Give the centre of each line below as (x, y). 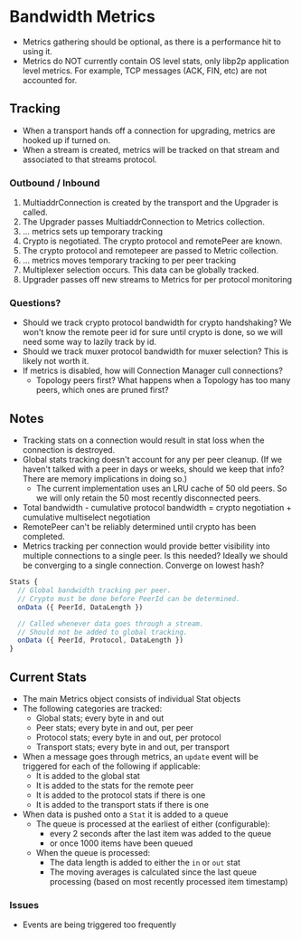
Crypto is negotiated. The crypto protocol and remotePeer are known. (152, 241)
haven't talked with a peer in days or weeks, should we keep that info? (153, 469)
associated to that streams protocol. (89, 159)
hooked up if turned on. (66, 140)
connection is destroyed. (69, 450)
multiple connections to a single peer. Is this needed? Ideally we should (155, 556)
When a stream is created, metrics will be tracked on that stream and (151, 149)
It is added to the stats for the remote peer (115, 785)
